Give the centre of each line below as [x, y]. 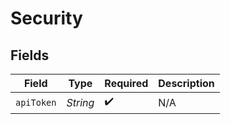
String [80, 102]
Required [126, 83]
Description [186, 83]
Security [46, 18]
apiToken [36, 102]
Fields [30, 55]
